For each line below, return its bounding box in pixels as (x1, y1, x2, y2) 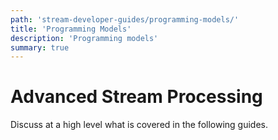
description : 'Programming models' (10, 33, 159, 43)
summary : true (10, 42, 70, 53)
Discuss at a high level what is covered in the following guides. (10, 119, 269, 131)
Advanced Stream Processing (10, 86, 263, 108)
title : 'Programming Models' (10, 24, 132, 34)
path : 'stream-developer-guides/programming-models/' (10, 14, 240, 25)
